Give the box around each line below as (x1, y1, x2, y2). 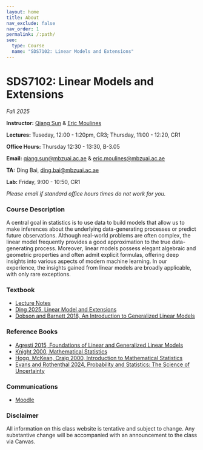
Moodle (15, 396, 35, 403)
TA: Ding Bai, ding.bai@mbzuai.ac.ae (6, 166, 99, 174)
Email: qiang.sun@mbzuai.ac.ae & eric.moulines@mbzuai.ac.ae (6, 154, 165, 162)
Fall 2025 (6, 107, 30, 115)
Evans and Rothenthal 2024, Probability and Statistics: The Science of (15, 361, 190, 368)
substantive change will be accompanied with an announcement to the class (6, 432, 198, 439)
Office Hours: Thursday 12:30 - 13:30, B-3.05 (6, 143, 120, 150)
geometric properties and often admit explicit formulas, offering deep (6, 251, 179, 258)
